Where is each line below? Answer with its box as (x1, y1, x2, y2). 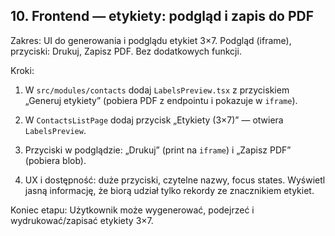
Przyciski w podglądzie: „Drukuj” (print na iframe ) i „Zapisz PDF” (24, 144, 292, 156)
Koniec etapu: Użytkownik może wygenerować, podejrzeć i (10, 204, 255, 216)
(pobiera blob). (24, 154, 87, 166)
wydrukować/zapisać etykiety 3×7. (10, 214, 154, 226)
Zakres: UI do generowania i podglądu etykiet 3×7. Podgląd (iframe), (10, 34, 292, 46)
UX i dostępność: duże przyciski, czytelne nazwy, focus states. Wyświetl (24, 174, 326, 186)
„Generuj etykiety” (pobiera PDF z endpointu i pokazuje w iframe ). (24, 94, 298, 106)
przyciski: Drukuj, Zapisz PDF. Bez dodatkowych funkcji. (10, 45, 242, 57)
